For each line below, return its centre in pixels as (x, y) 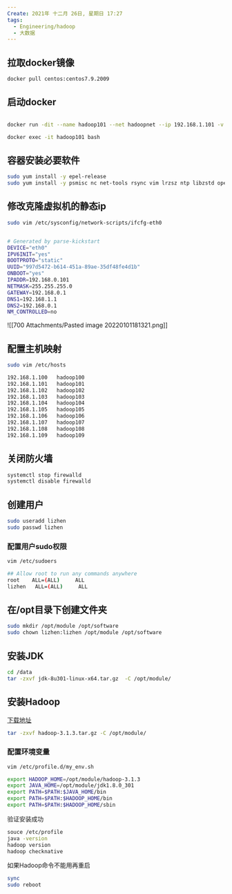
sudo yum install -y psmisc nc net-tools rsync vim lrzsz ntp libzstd (111, 183)
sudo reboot (24, 885)
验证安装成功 (25, 819)
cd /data (20, 672)
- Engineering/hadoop (45, 26)
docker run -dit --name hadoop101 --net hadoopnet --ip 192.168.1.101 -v (116, 124)
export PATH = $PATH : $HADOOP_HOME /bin (60, 799)
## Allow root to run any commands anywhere (72, 574)
